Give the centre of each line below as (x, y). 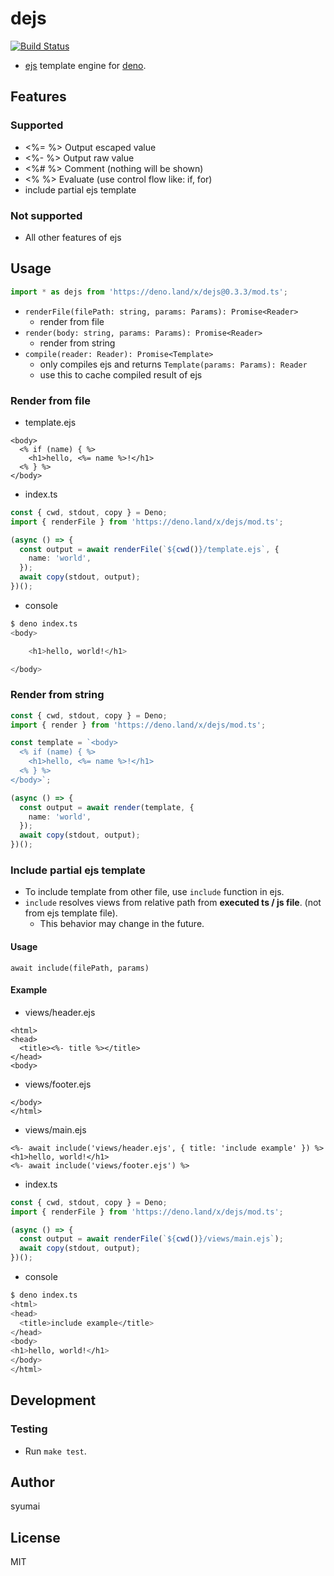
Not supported (46, 215)
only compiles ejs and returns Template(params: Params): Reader (173, 364)
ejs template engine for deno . (85, 65)
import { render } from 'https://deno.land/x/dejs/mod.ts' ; (138, 725)
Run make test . (55, 1451)
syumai (25, 1506)
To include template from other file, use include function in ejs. (154, 892)
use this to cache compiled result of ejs (121, 374)
